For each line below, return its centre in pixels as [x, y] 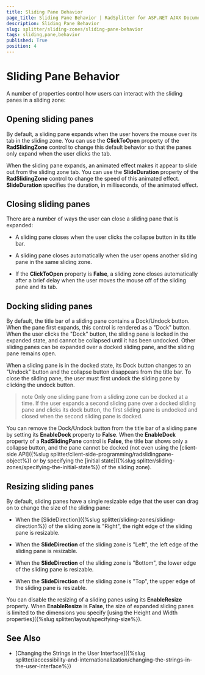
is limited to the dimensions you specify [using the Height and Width [92, 613]
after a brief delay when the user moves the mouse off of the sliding [100, 281]
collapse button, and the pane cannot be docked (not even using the [92, 448]
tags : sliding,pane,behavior [43, 35]
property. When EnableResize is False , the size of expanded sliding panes [100, 606]
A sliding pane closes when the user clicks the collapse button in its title [106, 237]
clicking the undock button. [41, 385]
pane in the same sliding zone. [54, 262]
